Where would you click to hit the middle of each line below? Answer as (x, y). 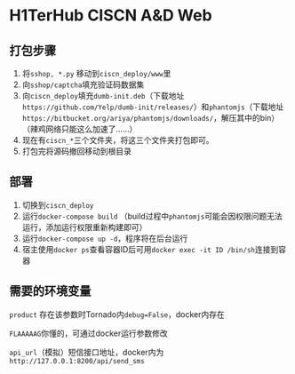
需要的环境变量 (50, 291)
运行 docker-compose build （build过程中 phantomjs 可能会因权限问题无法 (152, 216)
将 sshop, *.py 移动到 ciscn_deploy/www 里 (96, 73)
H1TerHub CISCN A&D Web (111, 16)
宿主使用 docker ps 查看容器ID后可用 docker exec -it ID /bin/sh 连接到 (150, 249)
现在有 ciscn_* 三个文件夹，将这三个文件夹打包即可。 (118, 140)
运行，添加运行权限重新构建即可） (84, 227)
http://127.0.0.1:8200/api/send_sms (77, 361)
